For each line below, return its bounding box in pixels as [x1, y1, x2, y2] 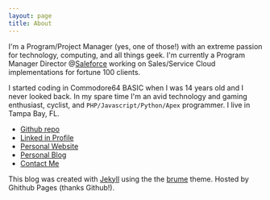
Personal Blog [19, 150, 67, 160]
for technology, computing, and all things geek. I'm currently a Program [8, 50, 246, 60]
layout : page [8, 11, 52, 20]
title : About [8, 19, 52, 27]
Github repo [19, 124, 60, 134]
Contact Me [19, 158, 60, 168]
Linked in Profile [19, 132, 74, 142]
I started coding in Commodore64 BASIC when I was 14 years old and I [8, 82, 244, 93]
